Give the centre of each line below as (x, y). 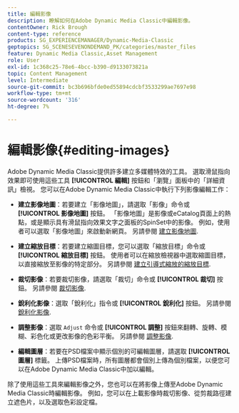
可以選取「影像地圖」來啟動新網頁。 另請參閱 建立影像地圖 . (111, 231)
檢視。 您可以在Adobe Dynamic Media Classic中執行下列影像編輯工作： (125, 189)
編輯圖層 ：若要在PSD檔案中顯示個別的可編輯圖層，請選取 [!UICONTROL (124, 351)
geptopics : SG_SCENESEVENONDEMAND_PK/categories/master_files (102, 47)
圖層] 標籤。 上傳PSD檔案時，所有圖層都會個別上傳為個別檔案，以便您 (121, 360)
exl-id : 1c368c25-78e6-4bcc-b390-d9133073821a (78, 67)
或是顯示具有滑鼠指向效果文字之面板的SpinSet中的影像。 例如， (124, 222)
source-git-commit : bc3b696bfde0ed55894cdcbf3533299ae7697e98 (102, 87)
